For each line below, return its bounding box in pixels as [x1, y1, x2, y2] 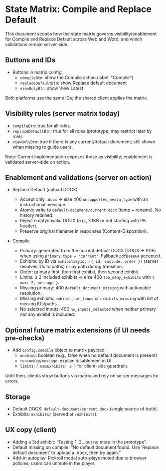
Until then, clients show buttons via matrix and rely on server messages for [5, 373, 159, 379]
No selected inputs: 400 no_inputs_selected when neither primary [19, 306, 156, 312]
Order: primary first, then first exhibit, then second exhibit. [19, 269, 140, 275]
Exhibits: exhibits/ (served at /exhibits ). [12, 411, 98, 417]
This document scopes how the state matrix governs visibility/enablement [5, 31, 157, 37]
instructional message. [19, 202, 67, 208]
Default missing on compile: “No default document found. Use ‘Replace [12, 444, 159, 450]
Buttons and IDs [5, 56, 56, 65]
